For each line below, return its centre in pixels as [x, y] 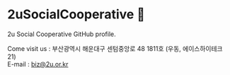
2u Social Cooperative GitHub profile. [62, 34]
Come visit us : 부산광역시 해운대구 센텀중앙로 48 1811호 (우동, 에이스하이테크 [115, 48]
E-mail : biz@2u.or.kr [38, 64]
